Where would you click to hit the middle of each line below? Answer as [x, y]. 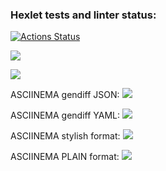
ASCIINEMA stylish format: [65, 136]
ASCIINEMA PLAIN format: [65, 157]
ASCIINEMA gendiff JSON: [65, 95]
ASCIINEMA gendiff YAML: [65, 115]
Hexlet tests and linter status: [83, 15]
